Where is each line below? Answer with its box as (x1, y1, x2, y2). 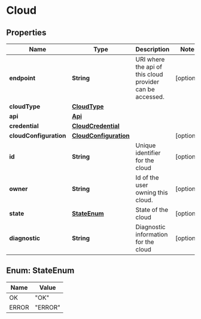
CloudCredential (71, 122, 120, 130)
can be (135, 85, 155, 93)
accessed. (135, 93, 165, 101)
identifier (135, 149, 161, 157)
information (135, 230, 168, 238)
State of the (135, 206, 169, 214)
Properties (6, 28, 47, 38)
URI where (135, 55, 165, 63)
